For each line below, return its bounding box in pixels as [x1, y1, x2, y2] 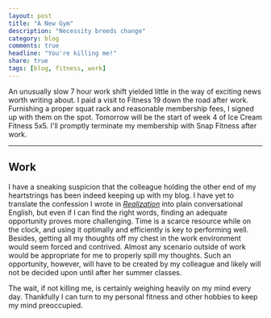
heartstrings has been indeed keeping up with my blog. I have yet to [8, 190, 235, 200]
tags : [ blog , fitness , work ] [8, 65, 106, 73]
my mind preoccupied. [8, 300, 83, 310]
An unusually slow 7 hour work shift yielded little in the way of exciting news [8, 86, 262, 96]
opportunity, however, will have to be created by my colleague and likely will [8, 259, 261, 269]
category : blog [8, 34, 60, 43]
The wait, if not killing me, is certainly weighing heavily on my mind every [8, 283, 252, 293]
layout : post [8, 11, 52, 20]
